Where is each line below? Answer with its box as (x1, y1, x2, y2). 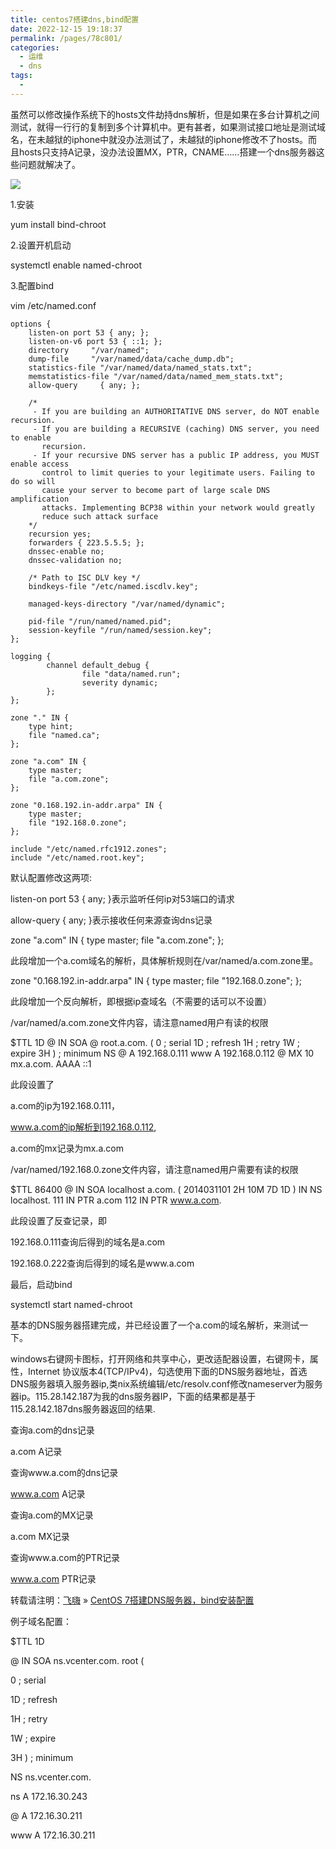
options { (10, 319, 52, 329)
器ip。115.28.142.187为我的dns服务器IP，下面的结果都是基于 (10, 1390, 257, 1402)
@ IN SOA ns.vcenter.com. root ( (10, 1654, 145, 1666)
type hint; (28, 721, 74, 731)
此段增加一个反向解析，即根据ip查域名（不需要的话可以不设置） (10, 995, 272, 1007)
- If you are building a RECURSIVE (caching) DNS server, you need (32, 424, 320, 434)
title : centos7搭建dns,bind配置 (10, 14, 140, 25)
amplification (10, 494, 70, 504)
